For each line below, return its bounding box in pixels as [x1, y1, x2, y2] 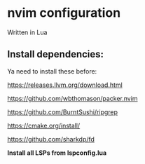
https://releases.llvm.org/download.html [7, 81, 123, 89]
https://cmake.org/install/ [7, 121, 81, 130]
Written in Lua [7, 28, 48, 36]
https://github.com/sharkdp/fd [7, 135, 95, 143]
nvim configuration [7, 5, 121, 21]
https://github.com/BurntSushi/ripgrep [7, 107, 118, 116]
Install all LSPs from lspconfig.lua [7, 149, 107, 157]
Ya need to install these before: [7, 67, 97, 75]
